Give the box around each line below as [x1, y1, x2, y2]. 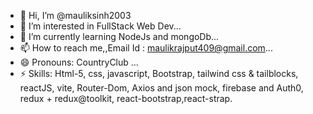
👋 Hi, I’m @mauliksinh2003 [19, 10, 132, 21]
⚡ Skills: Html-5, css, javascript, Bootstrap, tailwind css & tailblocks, [19, 68, 299, 79]
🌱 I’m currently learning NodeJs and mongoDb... [19, 31, 220, 42]
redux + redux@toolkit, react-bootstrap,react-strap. [19, 93, 233, 104]
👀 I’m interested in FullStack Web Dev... [19, 20, 182, 32]
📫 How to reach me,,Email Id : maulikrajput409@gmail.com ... [19, 42, 273, 54]
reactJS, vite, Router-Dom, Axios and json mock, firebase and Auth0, [19, 82, 304, 94]
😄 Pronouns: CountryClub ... [19, 56, 139, 68]
